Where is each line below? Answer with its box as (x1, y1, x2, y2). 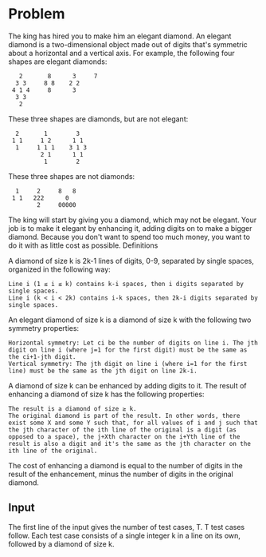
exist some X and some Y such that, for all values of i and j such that (8, 419, 259, 427)
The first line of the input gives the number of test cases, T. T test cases (8, 522, 245, 531)
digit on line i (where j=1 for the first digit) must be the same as (8, 345, 248, 354)
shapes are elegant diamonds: (8, 57, 108, 66)
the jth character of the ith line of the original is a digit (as (8, 425, 237, 434)
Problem (8, 5, 65, 23)
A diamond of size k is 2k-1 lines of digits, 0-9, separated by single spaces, (8, 256, 255, 265)
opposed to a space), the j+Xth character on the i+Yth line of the (8, 432, 241, 440)
